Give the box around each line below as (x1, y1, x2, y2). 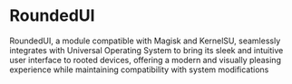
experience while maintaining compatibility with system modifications (9, 64, 269, 75)
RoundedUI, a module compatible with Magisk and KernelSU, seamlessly (9, 35, 281, 46)
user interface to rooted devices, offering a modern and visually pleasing (9, 54, 281, 65)
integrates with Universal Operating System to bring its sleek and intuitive (9, 44, 284, 55)
